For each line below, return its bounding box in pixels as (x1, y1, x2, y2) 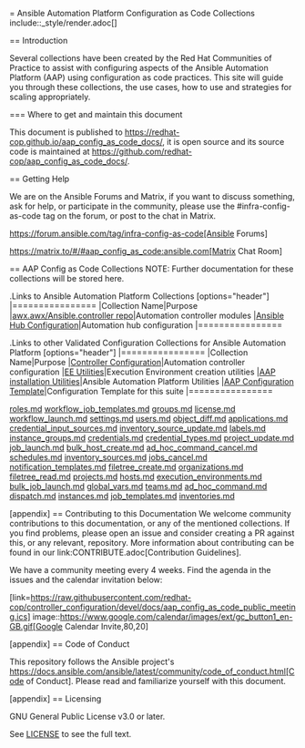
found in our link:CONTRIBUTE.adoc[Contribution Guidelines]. (9, 547, 242, 558)
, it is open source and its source (162, 137, 285, 147)
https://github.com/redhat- (91, 146, 193, 157)
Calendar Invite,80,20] (65, 621, 148, 631)
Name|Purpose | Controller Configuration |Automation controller (9, 357, 246, 367)
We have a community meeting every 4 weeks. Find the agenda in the (9, 565, 271, 575)
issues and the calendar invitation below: (9, 574, 163, 585)
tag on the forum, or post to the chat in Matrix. (42, 210, 217, 221)
